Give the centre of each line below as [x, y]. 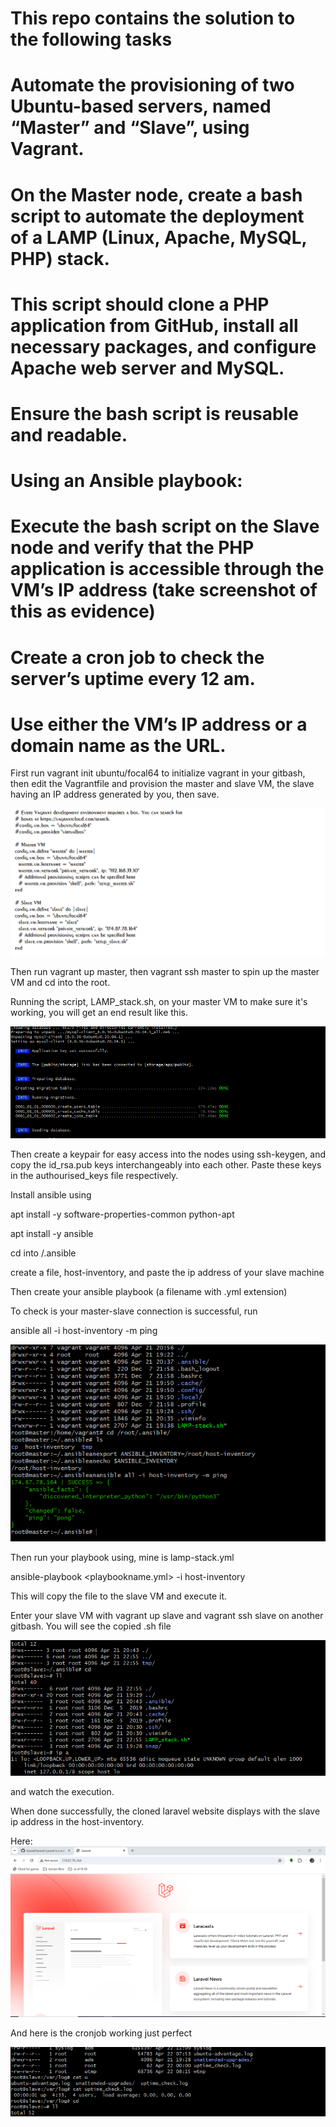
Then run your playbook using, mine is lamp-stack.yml [122, 1558]
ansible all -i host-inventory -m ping [84, 1331]
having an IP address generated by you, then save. [115, 794]
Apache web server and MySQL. [147, 368]
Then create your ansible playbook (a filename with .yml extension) [149, 1292]
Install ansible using [51, 1195]
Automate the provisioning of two [152, 85]
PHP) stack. [60, 258]
